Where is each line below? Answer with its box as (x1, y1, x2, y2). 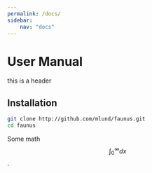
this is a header (7, 76, 52, 85)
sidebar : (7, 17, 33, 24)
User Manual (7, 53, 83, 69)
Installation (7, 97, 57, 109)
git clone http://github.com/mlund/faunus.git (7, 116, 146, 123)
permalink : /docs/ (7, 10, 61, 18)
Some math (7, 134, 41, 143)
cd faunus (7, 122, 36, 129)
